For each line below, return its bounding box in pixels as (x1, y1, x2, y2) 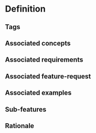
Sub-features (5, 105, 47, 114)
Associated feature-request (5, 72, 91, 81)
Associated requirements (5, 56, 83, 64)
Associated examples (5, 89, 72, 97)
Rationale (5, 121, 34, 130)
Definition (5, 3, 46, 15)
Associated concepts (5, 39, 71, 47)
